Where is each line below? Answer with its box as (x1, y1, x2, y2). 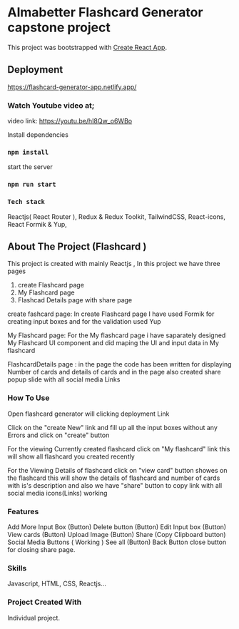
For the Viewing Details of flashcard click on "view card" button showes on (7, 466, 228, 474)
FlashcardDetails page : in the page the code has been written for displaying (7, 360, 232, 369)
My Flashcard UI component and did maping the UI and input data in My (7, 339, 220, 347)
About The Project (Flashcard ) (7, 240, 147, 252)
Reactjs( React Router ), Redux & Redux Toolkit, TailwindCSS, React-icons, (7, 212, 226, 221)
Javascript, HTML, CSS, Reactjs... (7, 579, 107, 588)
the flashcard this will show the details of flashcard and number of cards (7, 474, 220, 482)
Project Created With (7, 597, 82, 607)
